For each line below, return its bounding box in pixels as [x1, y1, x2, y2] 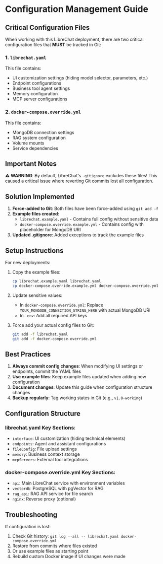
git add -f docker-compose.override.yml [12, 336, 97, 341]
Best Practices [5, 350, 51, 358]
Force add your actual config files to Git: [12, 322, 94, 328]
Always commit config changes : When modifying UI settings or [12, 363, 143, 369]
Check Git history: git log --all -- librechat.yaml [12, 533, 119, 539]
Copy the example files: [12, 269, 61, 275]
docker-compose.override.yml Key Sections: [5, 469, 116, 476]
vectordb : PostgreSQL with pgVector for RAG [12, 486, 104, 492]
